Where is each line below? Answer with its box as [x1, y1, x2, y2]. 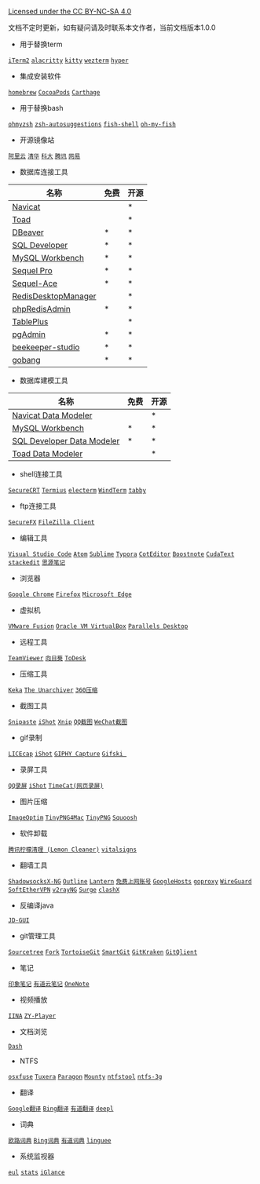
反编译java [19, 901, 54, 910]
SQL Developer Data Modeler [12, 436, 120, 446]
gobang [12, 355, 41, 365]
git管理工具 [19, 931, 57, 941]
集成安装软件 [19, 71, 61, 81]
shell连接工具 [19, 470, 63, 478]
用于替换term [19, 39, 63, 49]
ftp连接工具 [19, 502, 57, 510]
